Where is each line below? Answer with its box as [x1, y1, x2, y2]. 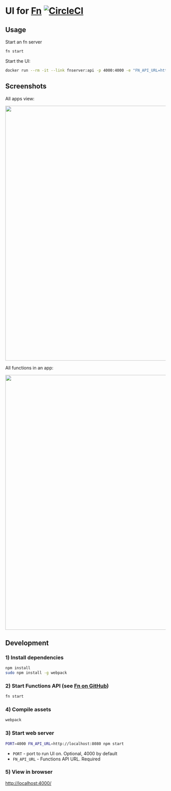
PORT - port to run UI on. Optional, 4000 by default [12, 750, 118, 756]
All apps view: [5, 95, 35, 101]
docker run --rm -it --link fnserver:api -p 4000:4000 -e [5, 68, 131, 73]
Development [5, 639, 49, 647]
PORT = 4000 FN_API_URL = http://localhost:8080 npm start [5, 741, 124, 746]
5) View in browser [5, 769, 53, 776]
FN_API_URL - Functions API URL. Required [12, 756, 101, 762]
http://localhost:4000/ [5, 780, 52, 786]
